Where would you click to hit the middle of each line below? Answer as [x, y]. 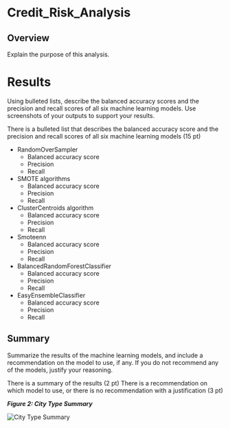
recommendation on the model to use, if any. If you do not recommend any [113, 362]
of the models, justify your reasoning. [60, 370]
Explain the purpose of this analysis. [58, 54]
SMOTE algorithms [44, 178]
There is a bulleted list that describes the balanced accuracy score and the [113, 129]
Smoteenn [32, 237]
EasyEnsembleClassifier [51, 295]
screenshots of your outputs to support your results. [81, 115]
